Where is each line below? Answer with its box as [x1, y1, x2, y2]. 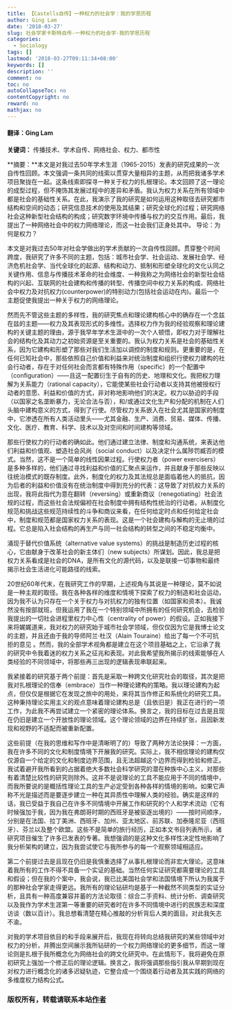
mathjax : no [7, 107, 41, 113]
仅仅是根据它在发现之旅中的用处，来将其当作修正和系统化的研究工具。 [25, 689, 225, 697]
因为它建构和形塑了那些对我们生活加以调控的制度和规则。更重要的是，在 [19, 345, 225, 353]
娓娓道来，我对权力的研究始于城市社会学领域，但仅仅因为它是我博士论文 [19, 623, 225, 631]
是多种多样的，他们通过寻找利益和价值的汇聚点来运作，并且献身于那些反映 [7, 463, 219, 472]
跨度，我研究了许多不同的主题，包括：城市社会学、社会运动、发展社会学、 [7, 252, 219, 261]
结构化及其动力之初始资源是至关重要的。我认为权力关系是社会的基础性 [19, 336, 219, 345]
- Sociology [13, 42, 48, 49]
